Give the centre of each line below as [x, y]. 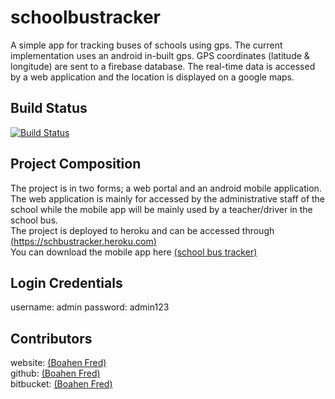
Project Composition [76, 164]
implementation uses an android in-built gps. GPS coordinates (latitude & [160, 55]
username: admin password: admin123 [90, 307]
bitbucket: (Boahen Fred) [61, 384]
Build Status [49, 108]
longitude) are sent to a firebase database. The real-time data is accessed [163, 66]
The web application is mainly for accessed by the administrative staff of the [168, 198]
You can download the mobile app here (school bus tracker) [134, 252]
